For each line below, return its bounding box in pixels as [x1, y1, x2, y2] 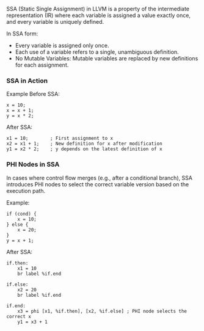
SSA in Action [6, 76, 48, 85]
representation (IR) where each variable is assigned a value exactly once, [6, 12, 191, 19]
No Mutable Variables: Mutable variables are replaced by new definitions [15, 55, 199, 62]
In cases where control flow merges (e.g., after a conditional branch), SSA [6, 174, 192, 181]
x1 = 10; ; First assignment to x [6, 136, 114, 142]
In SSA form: [6, 30, 38, 37]
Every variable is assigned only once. [15, 42, 109, 49]
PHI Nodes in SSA [6, 160, 60, 169]
